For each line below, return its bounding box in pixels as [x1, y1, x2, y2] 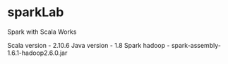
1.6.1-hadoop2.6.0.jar [7, 49, 68, 57]
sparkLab [7, 4, 64, 20]
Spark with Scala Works [7, 27, 77, 36]
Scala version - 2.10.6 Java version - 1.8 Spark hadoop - [7, 41, 170, 49]
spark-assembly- [171, 41, 221, 49]
